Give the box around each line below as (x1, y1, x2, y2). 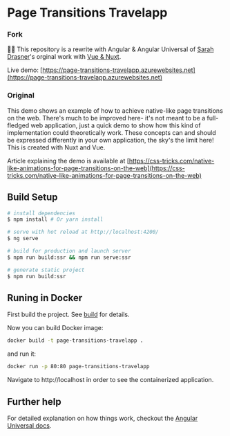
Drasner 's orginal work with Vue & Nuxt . (7, 53, 122, 61)
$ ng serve (7, 235, 39, 242)
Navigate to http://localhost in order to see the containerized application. (7, 376, 214, 384)
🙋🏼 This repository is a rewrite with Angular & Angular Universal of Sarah (7, 45, 214, 53)
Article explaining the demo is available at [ (7, 156, 130, 165)
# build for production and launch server (7, 248, 131, 255)
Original (7, 91, 35, 100)
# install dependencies (7, 210, 76, 217)
